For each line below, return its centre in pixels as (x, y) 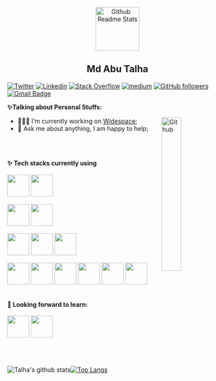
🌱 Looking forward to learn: (48, 304)
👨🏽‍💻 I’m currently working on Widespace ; (77, 121)
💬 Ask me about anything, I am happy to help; (83, 128)
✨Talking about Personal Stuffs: (55, 107)
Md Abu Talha (117, 69)
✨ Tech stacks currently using (52, 163)
